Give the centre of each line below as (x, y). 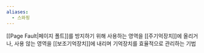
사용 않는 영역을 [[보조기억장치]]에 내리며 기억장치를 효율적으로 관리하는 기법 (105, 43)
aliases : (17, 12)
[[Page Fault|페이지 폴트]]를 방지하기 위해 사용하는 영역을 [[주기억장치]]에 (94, 36)
